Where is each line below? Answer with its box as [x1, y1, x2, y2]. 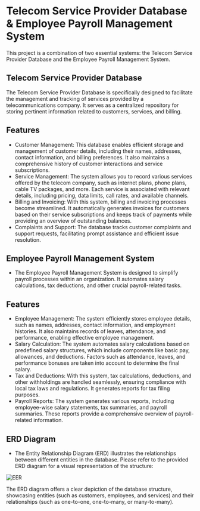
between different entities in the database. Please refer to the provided [14, 456, 189, 463]
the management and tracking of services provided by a [6, 95, 144, 102]
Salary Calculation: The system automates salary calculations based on [14, 340, 190, 347]
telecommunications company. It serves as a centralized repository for [6, 101, 179, 109]
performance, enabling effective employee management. [14, 334, 155, 341]
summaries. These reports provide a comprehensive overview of [14, 410, 174, 417]
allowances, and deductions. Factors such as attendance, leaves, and [14, 353, 186, 361]
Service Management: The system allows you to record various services [14, 173, 192, 180]
